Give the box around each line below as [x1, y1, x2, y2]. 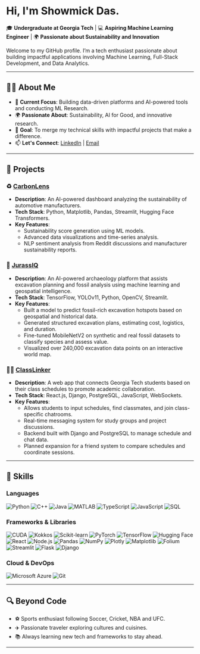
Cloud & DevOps [6, 559, 55, 567]
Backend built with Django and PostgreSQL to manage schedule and [23, 430, 192, 437]
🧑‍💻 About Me [6, 82, 56, 93]
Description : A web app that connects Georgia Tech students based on [14, 379, 190, 387]
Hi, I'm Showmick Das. [6, 4, 120, 18]
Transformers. [14, 214, 50, 222]
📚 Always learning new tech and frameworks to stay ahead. [14, 633, 163, 640]
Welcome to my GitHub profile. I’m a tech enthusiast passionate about [6, 46, 177, 54]
